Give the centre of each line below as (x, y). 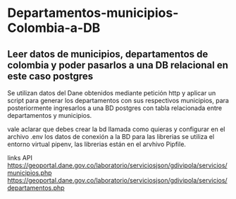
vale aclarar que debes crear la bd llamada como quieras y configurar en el (116, 129)
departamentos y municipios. (50, 115)
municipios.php (30, 173)
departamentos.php (36, 188)
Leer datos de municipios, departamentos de (108, 54)
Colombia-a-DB (54, 28)
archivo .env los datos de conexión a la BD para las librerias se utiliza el (111, 137)
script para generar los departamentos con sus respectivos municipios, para (118, 101)
